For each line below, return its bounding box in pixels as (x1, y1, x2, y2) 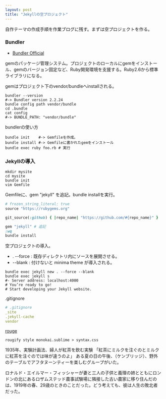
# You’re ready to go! (5, 283, 52, 287)
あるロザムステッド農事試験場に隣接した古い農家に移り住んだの (26, 376, 157, 382)
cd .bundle (5, 106, 28, 111)
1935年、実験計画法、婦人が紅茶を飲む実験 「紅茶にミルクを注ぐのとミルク (5, 346, 160, 352)
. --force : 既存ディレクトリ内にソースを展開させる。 (12, 253, 120, 259)
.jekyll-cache (5, 314, 35, 320)
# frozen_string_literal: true (5, 202, 70, 207)
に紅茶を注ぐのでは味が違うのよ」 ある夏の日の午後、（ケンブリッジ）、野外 (5, 353, 159, 359)
